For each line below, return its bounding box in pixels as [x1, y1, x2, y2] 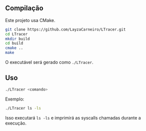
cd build [5, 41, 23, 46]
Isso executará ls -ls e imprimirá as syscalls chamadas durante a [5, 114, 141, 120]
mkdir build [5, 36, 30, 41]
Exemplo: [5, 96, 24, 102]
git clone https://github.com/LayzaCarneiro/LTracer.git [5, 27, 126, 32]
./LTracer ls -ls [5, 105, 41, 110]
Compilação [5, 4, 44, 12]
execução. [5, 120, 27, 126]
